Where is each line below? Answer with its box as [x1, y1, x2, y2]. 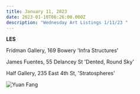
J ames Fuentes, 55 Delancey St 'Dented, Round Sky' [6, 58, 135, 65]
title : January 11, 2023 [6, 8, 67, 15]
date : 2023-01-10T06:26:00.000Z [6, 14, 86, 20]
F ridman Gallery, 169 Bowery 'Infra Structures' [6, 47, 119, 54]
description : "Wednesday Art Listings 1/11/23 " [6, 19, 128, 25]
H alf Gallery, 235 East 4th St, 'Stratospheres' [6, 70, 115, 77]
